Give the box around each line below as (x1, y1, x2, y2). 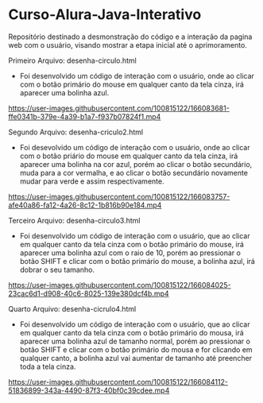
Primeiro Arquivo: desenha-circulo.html (8, 56, 137, 65)
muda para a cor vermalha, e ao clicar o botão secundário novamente (19, 168, 249, 177)
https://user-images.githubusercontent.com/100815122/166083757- (8, 192, 230, 201)
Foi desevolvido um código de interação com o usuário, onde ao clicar (19, 142, 250, 152)
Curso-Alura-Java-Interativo (8, 6, 202, 24)
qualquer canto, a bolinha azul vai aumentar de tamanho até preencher (19, 353, 253, 362)
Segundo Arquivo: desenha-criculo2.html (8, 127, 144, 137)
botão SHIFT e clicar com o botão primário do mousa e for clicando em (19, 344, 253, 355)
